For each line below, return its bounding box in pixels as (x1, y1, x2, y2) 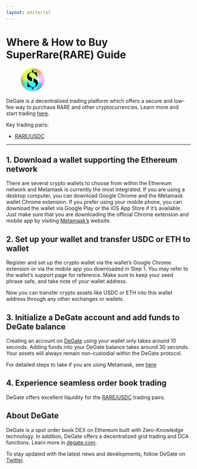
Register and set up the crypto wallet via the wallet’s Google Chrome (6, 259, 172, 266)
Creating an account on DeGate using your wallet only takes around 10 (6, 337, 176, 344)
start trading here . (6, 109, 50, 117)
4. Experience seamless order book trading (6, 378, 167, 388)
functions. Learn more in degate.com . (6, 438, 97, 446)
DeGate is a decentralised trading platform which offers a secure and (6, 97, 173, 104)
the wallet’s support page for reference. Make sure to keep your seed (6, 272, 174, 279)
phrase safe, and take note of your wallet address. (6, 278, 128, 285)
